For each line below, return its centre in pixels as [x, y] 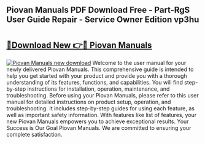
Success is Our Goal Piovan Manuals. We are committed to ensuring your [99, 128]
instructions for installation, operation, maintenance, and [99, 89]
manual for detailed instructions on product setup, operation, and [89, 102]
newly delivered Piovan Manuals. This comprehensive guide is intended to [100, 69]
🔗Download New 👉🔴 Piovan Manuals [79, 45]
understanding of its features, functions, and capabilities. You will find [95, 82]
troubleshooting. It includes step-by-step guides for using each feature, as [101, 108]
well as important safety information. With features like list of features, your [102, 115]
